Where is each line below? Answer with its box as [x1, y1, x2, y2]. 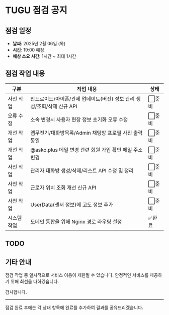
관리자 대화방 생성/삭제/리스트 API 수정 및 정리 [30, 167, 134, 174]
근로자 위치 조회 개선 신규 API [30, 184, 97, 191]
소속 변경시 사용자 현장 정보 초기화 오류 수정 [30, 116, 128, 123]
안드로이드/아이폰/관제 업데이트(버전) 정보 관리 [30, 95, 135, 102]
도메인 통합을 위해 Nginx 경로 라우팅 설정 [30, 218, 122, 225]
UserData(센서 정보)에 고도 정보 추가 [30, 201, 113, 208]
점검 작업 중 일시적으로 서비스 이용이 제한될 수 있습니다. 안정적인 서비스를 [5, 272, 149, 278]
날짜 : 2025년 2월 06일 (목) [12, 41, 66, 46]
